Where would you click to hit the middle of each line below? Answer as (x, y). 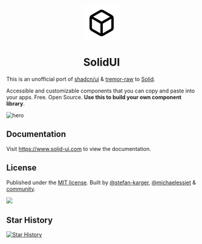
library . (16, 103)
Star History (30, 220)
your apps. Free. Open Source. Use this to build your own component (94, 97)
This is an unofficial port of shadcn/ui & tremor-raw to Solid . (81, 79)
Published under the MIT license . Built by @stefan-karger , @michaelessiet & (101, 182)
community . (21, 188)
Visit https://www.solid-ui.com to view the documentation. (79, 149)
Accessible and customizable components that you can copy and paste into (101, 91)
